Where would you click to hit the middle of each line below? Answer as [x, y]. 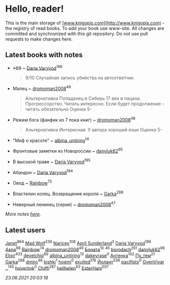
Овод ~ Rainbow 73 [32, 182]
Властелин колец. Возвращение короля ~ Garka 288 [68, 193]
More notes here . [23, 214]
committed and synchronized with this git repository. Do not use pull [77, 33]
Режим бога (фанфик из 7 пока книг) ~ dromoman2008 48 [74, 119]
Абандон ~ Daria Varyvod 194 [43, 172]
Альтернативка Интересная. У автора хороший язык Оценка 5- [94, 129]
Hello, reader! [35, 9]
